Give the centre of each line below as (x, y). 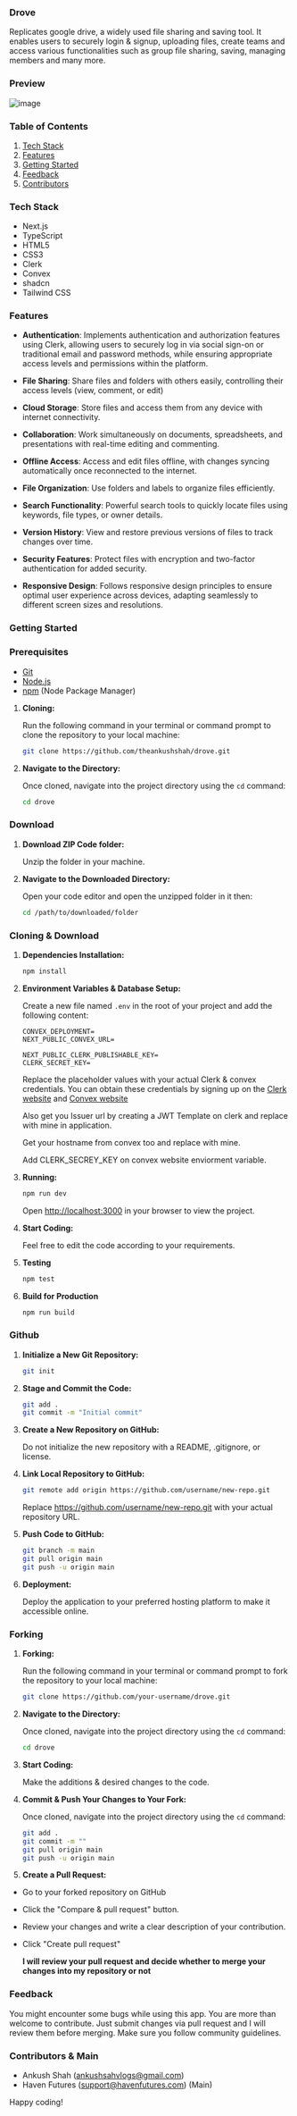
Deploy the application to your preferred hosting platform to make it (146, 1601)
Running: (40, 1177)
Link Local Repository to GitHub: (83, 1474)
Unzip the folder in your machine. (83, 861)
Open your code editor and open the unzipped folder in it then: (137, 896)
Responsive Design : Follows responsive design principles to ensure (147, 586)
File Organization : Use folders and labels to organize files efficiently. (148, 488)
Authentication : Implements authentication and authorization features (151, 335)
